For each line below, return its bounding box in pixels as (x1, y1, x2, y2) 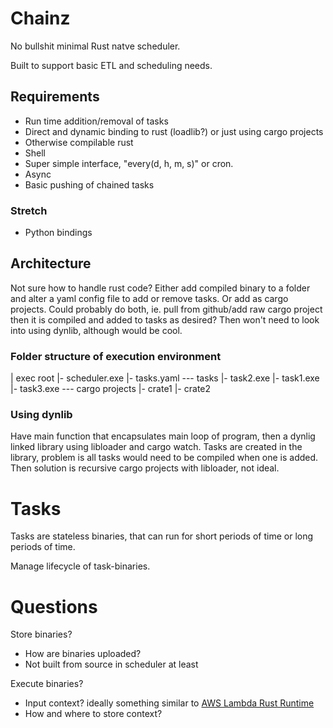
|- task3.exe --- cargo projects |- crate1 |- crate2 (10, 383, 212, 395)
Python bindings (24, 227, 93, 239)
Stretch (10, 203, 48, 217)
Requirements (10, 88, 100, 106)
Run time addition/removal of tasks (24, 115, 169, 127)
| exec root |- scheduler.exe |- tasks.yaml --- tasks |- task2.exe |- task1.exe (10, 372, 320, 384)
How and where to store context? (24, 708, 163, 720)
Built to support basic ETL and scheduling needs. (10, 59, 213, 71)
